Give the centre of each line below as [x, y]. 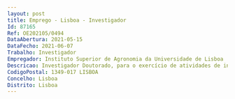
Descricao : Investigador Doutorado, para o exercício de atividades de [114, 66]
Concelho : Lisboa [33, 78]
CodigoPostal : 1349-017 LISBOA [53, 72]
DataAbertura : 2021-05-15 [45, 40]
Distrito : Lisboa [33, 85]
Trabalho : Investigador [42, 53]
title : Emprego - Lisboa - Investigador [67, 20]
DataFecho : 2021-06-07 [40, 46]
